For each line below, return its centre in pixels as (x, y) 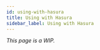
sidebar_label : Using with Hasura (50, 23)
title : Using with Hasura (39, 18)
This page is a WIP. (31, 41)
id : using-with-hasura (35, 12)
